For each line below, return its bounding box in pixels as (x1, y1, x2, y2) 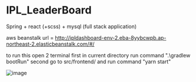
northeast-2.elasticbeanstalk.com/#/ (6, 40, 95, 47)
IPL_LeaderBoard (6, 4, 92, 17)
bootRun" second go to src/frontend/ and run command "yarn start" (6, 58, 171, 65)
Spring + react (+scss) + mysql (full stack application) (6, 23, 137, 30)
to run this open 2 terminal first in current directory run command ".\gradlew (6, 52, 191, 59)
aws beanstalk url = (6, 34, 54, 41)
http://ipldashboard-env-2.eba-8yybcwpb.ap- (55, 34, 167, 41)
